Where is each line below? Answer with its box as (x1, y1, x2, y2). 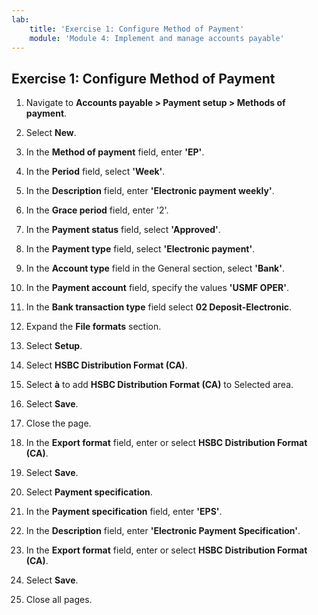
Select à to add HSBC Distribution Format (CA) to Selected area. (25, 379, 294, 391)
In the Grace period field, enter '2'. (25, 204, 169, 216)
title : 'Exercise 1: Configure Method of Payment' (29, 24, 245, 34)
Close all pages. (25, 594, 93, 606)
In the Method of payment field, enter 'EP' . (25, 146, 205, 158)
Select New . (25, 127, 77, 139)
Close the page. (25, 417, 92, 430)
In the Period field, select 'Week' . (25, 166, 166, 178)
